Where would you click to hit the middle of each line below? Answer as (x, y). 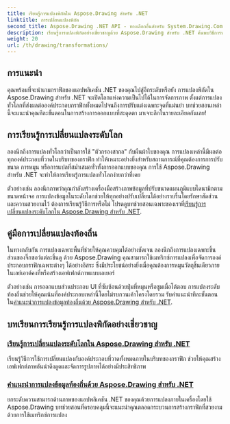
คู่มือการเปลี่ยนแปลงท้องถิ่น (52, 234)
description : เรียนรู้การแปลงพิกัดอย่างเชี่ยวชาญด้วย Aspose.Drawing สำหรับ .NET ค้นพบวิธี (111, 33)
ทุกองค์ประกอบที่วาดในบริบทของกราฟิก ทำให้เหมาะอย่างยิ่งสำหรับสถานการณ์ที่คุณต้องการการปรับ (115, 159)
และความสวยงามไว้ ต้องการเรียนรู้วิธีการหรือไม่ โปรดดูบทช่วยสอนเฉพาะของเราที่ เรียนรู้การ (107, 204)
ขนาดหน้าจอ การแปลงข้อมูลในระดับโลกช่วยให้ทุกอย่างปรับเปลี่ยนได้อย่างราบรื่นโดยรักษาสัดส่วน (113, 196)
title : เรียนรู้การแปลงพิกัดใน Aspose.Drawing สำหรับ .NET (78, 13)
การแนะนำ (25, 73)
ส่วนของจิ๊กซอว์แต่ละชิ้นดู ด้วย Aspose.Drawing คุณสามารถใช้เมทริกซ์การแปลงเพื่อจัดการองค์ (114, 257)
